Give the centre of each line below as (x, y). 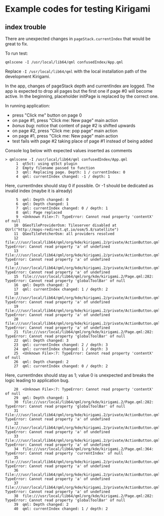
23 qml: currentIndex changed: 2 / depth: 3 (61, 345)
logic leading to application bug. (37, 380)
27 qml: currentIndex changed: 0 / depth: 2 (61, 366)
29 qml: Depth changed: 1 (41, 398)
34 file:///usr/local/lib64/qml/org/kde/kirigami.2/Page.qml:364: (84, 449)
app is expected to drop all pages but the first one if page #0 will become (79, 91)
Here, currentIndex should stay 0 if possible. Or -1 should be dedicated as (79, 186)
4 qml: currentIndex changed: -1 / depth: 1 (63, 177)
